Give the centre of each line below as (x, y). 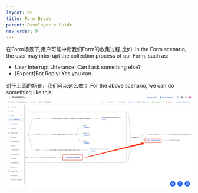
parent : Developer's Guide (39, 25)
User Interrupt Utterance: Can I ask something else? (78, 67)
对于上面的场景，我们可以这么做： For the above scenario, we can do (90, 86)
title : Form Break (29, 19)
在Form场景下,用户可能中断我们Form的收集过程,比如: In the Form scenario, (96, 49)
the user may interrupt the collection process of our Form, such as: (88, 56)
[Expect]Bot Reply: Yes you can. (54, 74)
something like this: (30, 92)
